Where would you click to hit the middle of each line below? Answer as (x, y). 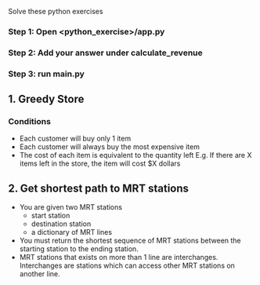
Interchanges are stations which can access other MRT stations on (127, 265)
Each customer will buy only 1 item (75, 139)
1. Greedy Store (46, 99)
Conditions (29, 122)
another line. (40, 274)
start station (51, 216)
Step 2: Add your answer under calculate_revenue (105, 53)
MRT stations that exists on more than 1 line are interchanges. (119, 258)
